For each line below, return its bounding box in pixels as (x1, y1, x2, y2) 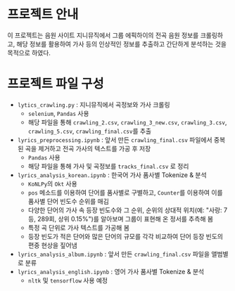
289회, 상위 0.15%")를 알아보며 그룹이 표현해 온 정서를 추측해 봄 (37, 214, 213, 223)
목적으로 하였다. (7, 48, 51, 57)
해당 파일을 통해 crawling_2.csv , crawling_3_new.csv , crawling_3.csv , (27, 117, 227, 127)
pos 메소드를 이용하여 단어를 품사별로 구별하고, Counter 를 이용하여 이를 (27, 188, 223, 197)
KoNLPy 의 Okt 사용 (27, 179, 77, 188)
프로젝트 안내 (7, 6, 79, 22)
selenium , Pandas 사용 (27, 109, 89, 117)
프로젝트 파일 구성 (7, 76, 104, 92)
